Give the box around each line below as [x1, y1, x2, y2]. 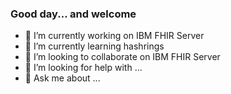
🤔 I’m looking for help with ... [24, 62, 143, 74]
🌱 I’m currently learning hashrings [24, 40, 165, 52]
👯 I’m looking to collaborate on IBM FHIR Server [24, 51, 221, 63]
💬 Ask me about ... [24, 72, 101, 84]
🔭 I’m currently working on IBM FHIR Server [24, 30, 205, 42]
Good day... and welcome [10, 7, 137, 21]
